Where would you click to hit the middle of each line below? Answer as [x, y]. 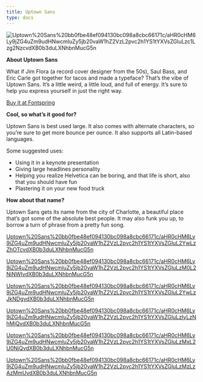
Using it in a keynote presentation [57, 162]
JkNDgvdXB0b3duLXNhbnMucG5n [50, 299]
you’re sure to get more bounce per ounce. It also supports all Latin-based [99, 132]
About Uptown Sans [32, 60]
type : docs [20, 18]
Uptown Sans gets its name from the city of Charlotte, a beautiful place [95, 212]
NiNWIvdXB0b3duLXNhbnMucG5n [50, 274]
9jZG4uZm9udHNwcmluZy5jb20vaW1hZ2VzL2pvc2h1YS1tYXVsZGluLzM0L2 [101, 267]
